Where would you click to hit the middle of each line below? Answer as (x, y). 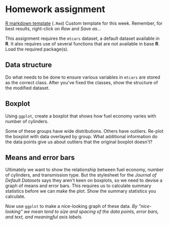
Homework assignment (55, 9)
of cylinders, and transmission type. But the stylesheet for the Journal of (81, 175)
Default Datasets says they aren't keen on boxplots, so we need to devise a (84, 181)
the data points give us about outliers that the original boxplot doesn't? (79, 142)
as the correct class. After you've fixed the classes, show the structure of (82, 82)
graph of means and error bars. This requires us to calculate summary (78, 186)
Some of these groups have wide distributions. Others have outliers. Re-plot (84, 131)
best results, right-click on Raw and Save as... (53, 28)
